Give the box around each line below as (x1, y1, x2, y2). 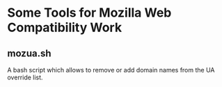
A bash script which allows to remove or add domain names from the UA (7, 66, 215, 74)
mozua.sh (7, 47, 51, 59)
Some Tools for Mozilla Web (7, 5, 172, 21)
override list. (7, 73, 43, 81)
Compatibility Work (7, 19, 122, 35)
